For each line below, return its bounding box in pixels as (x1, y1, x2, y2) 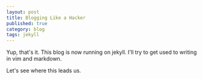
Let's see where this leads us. (6, 67, 81, 74)
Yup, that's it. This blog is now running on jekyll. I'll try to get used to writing (6, 48, 197, 56)
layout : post (6, 9, 40, 15)
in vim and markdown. (6, 55, 62, 62)
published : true (6, 20, 48, 26)
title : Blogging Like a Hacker (6, 15, 86, 21)
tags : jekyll (6, 32, 40, 38)
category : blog (6, 26, 45, 32)
